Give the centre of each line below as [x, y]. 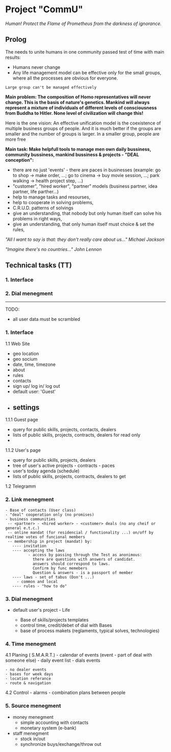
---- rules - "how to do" [39, 586]
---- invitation [29, 546]
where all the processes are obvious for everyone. [65, 78]
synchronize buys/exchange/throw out [61, 744]
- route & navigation [28, 683]
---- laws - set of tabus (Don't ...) [53, 577]
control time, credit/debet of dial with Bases [66, 625]
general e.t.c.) [22, 528]
